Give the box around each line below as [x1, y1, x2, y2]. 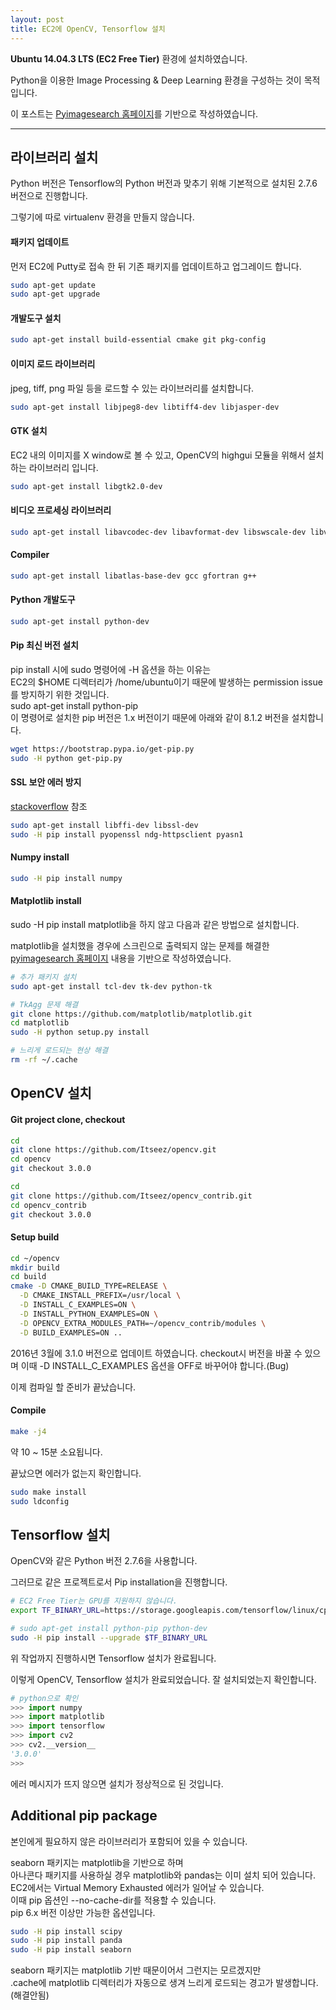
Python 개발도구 [10, 594, 76, 606]
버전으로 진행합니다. [10, 190, 88, 202]
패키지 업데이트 [10, 236, 70, 248]
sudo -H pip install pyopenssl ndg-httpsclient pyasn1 [10, 829, 244, 840]
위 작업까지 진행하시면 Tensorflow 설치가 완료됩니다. [10, 1652, 217, 1664]
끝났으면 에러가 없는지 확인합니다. [10, 1467, 142, 1479]
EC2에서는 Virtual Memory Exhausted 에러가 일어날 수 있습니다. [10, 1881, 265, 1893]
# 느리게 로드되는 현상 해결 [10, 1046, 109, 1056]
